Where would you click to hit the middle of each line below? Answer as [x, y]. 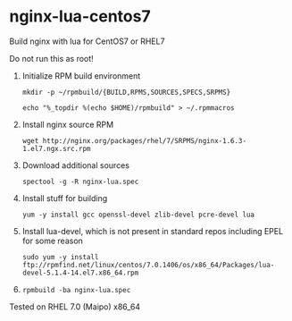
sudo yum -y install [60, 257]
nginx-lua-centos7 [80, 17]
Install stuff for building [65, 198]
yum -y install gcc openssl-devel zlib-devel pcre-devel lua [138, 215]
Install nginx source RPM [68, 124]
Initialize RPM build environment [81, 76]
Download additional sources [75, 165]
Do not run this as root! [51, 58]
